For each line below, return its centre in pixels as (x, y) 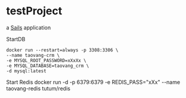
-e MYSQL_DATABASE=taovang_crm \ (48, 66)
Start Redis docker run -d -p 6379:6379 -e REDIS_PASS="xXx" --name (93, 82)
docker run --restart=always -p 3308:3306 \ (62, 50)
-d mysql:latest (26, 71)
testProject (34, 11)
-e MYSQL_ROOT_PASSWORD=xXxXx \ (46, 60)
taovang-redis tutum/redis (38, 88)
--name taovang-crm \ (33, 55)
